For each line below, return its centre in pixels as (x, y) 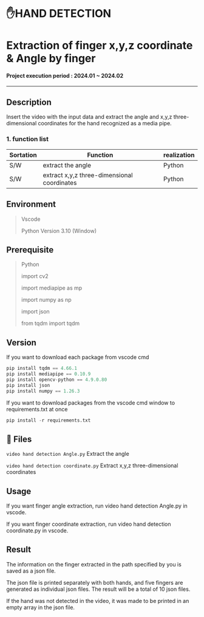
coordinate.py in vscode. (37, 531)
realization (179, 155)
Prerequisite (30, 250)
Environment (31, 204)
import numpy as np (46, 300)
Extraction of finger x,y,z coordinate (100, 46)
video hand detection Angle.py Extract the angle (68, 454)
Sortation (23, 155)
